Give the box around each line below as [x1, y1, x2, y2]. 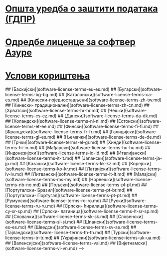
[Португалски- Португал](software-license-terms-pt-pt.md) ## [5, 193, 138, 199]
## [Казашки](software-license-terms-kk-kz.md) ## [19, 161, 128, 167]
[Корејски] [129, 161, 151, 167]
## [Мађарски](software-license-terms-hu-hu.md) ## [38, 145, 151, 151]
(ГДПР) [5, 13, 36, 25]
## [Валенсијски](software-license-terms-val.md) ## [5, 240, 116, 246]
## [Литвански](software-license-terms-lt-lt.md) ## [24, 171, 133, 177]
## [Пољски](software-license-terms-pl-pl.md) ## [42, 182, 147, 188]
